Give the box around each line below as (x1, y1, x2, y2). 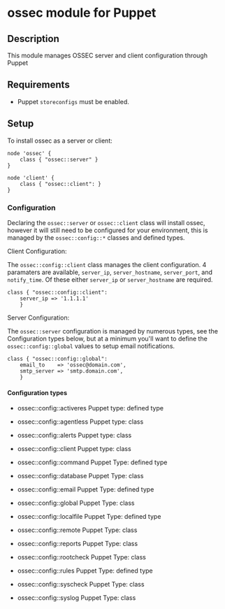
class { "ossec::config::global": (7, 355, 108, 362)
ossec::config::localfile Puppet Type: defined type (17, 513, 161, 521)
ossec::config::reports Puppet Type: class (17, 540, 138, 548)
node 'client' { (7, 174, 55, 181)
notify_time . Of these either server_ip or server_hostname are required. (7, 275, 213, 284)
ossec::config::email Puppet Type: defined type (17, 485, 154, 494)
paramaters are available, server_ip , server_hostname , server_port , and (7, 268, 213, 276)
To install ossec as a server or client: (7, 136, 113, 145)
